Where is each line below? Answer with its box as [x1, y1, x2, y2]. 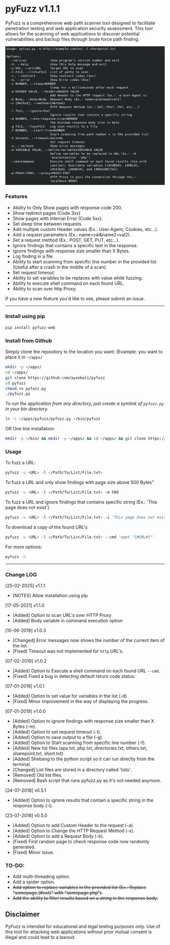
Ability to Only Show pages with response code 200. [12, 204, 122, 211]
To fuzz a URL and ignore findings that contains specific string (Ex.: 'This [5, 499, 158, 505]
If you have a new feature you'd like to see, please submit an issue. [5, 296, 145, 302]
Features [5, 193, 28, 200]
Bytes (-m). [12, 723, 36, 729]
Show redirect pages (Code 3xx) [12, 210, 81, 216]
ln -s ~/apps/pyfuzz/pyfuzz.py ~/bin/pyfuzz [5, 417, 101, 422]
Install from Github [5, 337, 52, 344]
